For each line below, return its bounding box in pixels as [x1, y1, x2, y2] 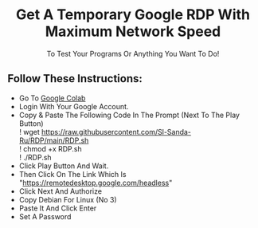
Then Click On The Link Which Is [18, 169, 127, 179]
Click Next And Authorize [18, 186, 103, 196]
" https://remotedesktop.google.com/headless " [18, 178, 173, 187]
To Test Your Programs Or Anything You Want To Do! [46, 49, 220, 58]
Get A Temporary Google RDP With [16, 6, 250, 24]
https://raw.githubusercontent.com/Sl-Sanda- [41, 127, 192, 136]
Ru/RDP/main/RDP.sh [18, 136, 89, 145]
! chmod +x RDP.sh [18, 143, 83, 153]
